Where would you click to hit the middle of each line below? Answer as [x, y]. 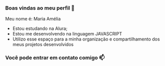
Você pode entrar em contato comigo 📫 [55, 58]
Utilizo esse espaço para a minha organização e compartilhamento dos [86, 39]
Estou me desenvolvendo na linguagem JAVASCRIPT [67, 34]
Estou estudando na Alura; [40, 28]
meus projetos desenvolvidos [43, 44]
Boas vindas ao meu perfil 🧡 [40, 8]
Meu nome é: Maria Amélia [33, 19]
